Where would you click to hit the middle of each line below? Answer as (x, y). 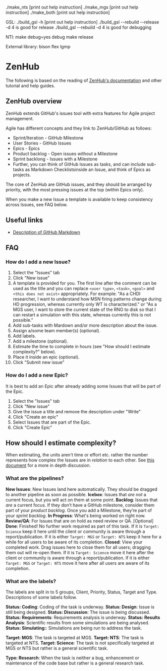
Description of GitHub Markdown (47, 232)
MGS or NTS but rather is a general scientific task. (57, 648)
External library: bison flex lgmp (38, 46)
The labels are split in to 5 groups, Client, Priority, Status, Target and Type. (82, 592)
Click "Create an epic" (35, 417)
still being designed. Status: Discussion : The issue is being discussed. (78, 612)
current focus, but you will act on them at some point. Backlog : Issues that (82, 500)
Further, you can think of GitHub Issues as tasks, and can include (79, 164)
